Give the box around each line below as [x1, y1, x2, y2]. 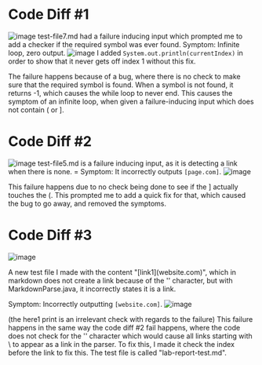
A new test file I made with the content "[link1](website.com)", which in [8, 267, 237, 276]
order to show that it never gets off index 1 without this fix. [8, 57, 196, 66]
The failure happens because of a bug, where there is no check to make [8, 71, 241, 81]
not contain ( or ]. [8, 104, 64, 115]
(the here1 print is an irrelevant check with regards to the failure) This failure [8, 314, 253, 323]
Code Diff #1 [8, 5, 89, 24]
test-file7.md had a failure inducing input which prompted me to [38, 31, 243, 41]
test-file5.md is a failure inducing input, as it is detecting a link [38, 159, 238, 168]
